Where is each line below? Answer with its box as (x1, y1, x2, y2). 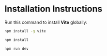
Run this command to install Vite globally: (4, 19, 88, 25)
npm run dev (4, 46, 29, 51)
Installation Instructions (4, 3, 103, 14)
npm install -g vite (4, 28, 46, 33)
